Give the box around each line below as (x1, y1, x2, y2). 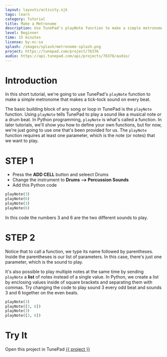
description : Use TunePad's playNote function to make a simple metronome (5, 26, 164, 31)
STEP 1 (5, 155, 34, 166)
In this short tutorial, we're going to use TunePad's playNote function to (5, 91, 151, 97)
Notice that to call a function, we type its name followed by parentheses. (5, 248, 154, 254)
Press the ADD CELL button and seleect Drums (12, 172, 109, 178)
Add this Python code (12, 182, 57, 188)
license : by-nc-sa (5, 40, 43, 45)
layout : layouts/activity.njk (5, 7, 68, 12)
